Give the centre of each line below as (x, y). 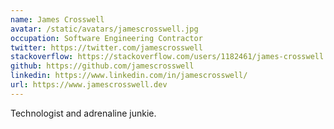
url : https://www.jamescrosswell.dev (89, 85)
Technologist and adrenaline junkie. (83, 113)
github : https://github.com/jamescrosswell (102, 66)
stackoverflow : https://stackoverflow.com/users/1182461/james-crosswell (167, 57)
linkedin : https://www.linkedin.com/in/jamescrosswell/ (129, 76)
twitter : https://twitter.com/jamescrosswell (106, 47)
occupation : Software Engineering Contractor (106, 38)
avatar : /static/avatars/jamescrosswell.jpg (104, 29)
